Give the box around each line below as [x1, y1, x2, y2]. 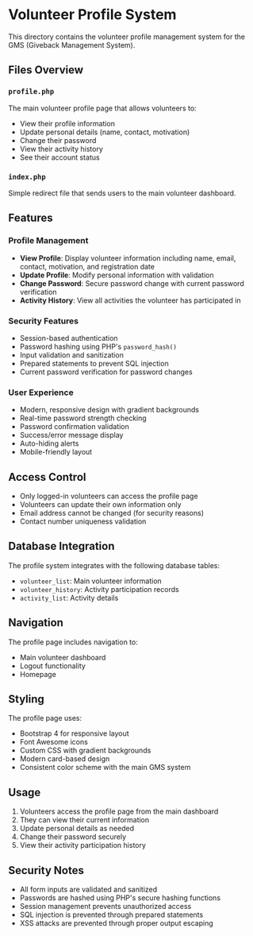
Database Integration [8, 540, 115, 553]
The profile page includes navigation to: [8, 637, 139, 647]
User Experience [8, 387, 74, 398]
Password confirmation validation [19, 422, 129, 431]
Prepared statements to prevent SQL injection [19, 358, 169, 368]
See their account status [19, 153, 101, 162]
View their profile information [19, 118, 115, 128]
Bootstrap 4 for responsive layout [19, 729, 129, 738]
